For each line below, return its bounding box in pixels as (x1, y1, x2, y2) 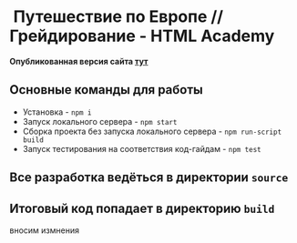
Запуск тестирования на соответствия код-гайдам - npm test (22, 143, 261, 154)
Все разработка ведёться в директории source (9, 170, 289, 186)
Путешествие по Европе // (13, 6, 224, 27)
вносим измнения (9, 225, 80, 236)
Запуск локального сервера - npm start (22, 116, 178, 127)
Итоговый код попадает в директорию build (9, 200, 275, 216)
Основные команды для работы (9, 82, 203, 97)
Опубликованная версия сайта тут (9, 56, 148, 66)
